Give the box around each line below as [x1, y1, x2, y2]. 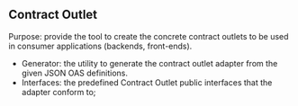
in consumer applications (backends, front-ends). [8, 40, 193, 51]
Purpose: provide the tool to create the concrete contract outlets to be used [8, 31, 289, 41]
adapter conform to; [21, 86, 96, 97]
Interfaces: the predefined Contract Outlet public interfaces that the [21, 76, 273, 88]
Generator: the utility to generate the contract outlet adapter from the [21, 57, 278, 68]
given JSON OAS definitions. [21, 67, 128, 78]
